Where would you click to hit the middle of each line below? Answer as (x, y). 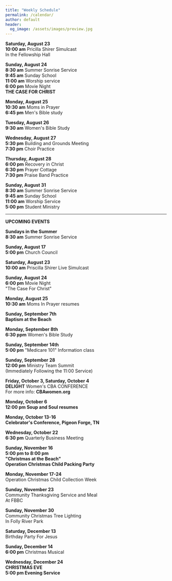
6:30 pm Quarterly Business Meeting (44, 438)
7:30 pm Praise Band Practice (37, 175)
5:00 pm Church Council (31, 252)
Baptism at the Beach (28, 319)
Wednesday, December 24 (34, 562)
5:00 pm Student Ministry (33, 207)
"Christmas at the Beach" (33, 459)
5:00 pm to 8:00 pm (27, 453)
